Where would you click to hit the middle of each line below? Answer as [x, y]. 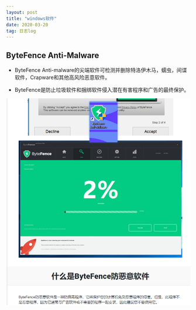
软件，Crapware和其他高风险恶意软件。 [62, 77]
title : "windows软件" [32, 18]
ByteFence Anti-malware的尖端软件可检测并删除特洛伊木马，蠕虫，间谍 [101, 70]
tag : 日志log [21, 31]
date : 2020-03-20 [27, 25]
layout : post [22, 12]
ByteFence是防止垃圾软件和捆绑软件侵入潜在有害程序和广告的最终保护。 [102, 90]
